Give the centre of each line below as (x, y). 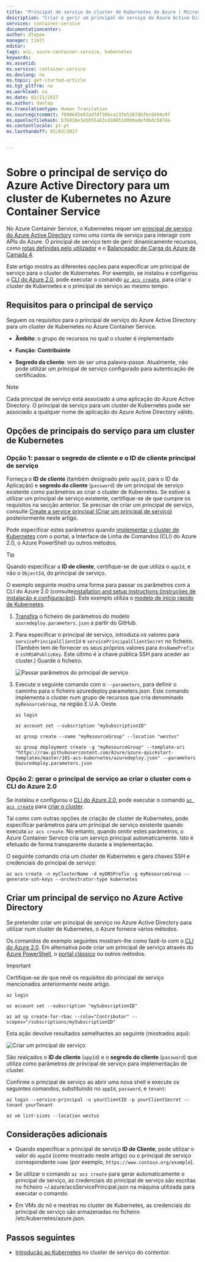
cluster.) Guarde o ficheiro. (49, 661)
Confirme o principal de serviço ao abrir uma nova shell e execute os (93, 1082)
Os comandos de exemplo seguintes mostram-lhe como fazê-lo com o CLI (100, 941)
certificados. (31, 375)
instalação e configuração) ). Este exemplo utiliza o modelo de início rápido (100, 598)
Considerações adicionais (57, 1134)
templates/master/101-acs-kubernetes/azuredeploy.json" (88, 758)
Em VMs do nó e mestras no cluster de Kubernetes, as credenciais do (103, 1205)
